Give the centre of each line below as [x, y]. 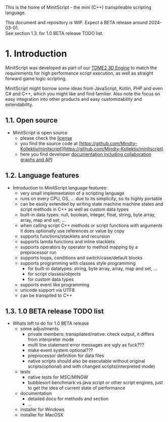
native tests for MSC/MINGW [58, 377]
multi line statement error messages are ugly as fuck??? [86, 345]
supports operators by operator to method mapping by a [79, 247]
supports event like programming [55, 284]
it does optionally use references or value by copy [72, 231]
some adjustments [39, 329]
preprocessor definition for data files [66, 356]
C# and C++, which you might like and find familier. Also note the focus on [83, 94]
